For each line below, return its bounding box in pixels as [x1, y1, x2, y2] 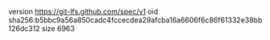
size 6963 [41, 24, 75, 33]
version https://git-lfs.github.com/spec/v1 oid [8, 7, 159, 16]
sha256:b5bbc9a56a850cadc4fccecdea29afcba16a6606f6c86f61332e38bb [8, 15, 263, 25]
